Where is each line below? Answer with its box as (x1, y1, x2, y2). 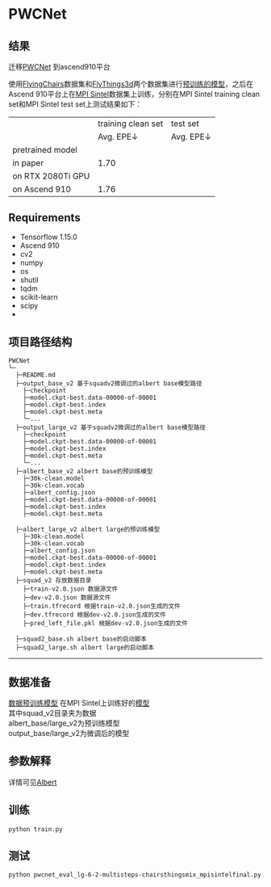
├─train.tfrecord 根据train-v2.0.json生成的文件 (23, 603, 181, 611)
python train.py (8, 825, 63, 833)
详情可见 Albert (8, 777, 57, 787)
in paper (12, 158, 44, 168)
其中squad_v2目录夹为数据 (8, 708, 97, 717)
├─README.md (15, 371, 56, 380)
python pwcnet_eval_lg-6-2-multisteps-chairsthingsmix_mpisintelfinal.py (8, 871, 262, 879)
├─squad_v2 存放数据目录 (15, 577, 92, 585)
